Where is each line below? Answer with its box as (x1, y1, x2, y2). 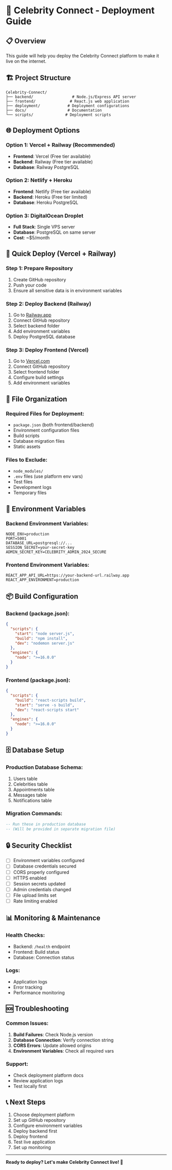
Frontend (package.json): (6, 676, 70, 684)
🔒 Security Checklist (6, 841, 72, 850)
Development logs (13, 484, 52, 490)
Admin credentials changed (13, 886, 71, 892)
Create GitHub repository (13, 276, 66, 282)
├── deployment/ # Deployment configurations (6, 103, 130, 108)
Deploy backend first (13, 1127, 58, 1134)
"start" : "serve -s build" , (15, 702, 75, 708)
